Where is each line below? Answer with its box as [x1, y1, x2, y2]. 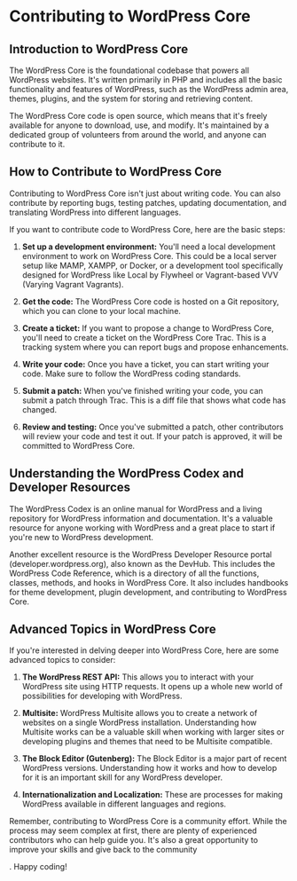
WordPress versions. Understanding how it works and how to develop [21, 763, 277, 774]
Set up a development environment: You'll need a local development [21, 241, 277, 252]
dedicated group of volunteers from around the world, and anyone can [9, 130, 267, 139]
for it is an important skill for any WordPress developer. [21, 772, 223, 783]
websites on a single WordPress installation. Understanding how [21, 717, 257, 728]
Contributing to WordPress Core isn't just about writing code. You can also [9, 188, 281, 199]
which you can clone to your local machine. [21, 305, 182, 316]
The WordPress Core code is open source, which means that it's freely [9, 111, 268, 121]
